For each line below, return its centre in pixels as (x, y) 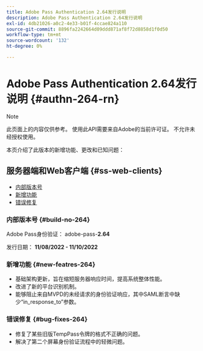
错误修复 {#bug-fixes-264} (47, 319)
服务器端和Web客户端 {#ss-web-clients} (84, 171)
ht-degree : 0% (24, 47)
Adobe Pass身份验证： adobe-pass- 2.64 (58, 234)
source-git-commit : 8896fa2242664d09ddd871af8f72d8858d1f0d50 (87, 29)
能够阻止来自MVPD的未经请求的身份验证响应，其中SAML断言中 (95, 294)
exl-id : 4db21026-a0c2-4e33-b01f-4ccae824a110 (67, 23)
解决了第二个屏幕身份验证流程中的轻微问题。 (72, 341)
